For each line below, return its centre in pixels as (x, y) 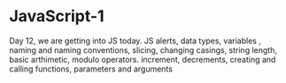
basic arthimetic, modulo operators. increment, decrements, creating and (143, 59)
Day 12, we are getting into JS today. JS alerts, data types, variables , (135, 41)
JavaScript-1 (57, 16)
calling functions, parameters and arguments (91, 69)
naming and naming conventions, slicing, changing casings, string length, (143, 49)
